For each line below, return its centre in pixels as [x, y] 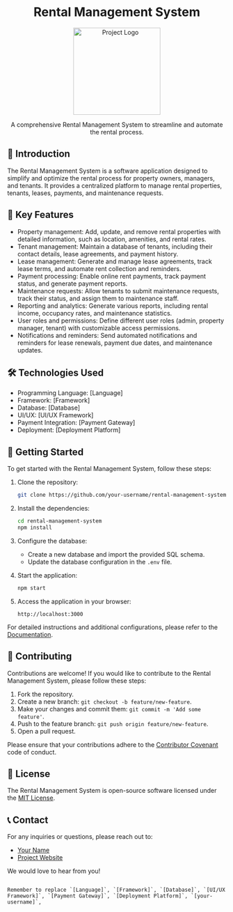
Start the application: [47, 575]
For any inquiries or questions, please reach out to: [80, 837]
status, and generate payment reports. [72, 284]
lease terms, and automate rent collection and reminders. [99, 268]
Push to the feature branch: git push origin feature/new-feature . [113, 724]
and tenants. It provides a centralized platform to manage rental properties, [115, 185]
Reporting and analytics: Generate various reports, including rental [113, 306]
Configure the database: [52, 541]
